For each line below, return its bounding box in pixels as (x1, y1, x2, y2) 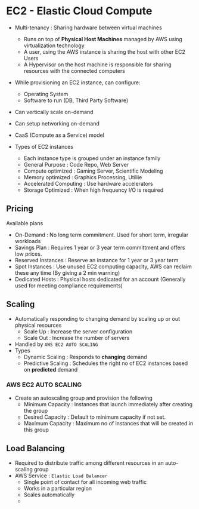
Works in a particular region (23, 485, 92, 492)
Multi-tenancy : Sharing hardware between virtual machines (14, 24, 162, 31)
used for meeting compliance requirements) (14, 282, 123, 289)
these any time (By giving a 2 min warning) (14, 269, 120, 276)
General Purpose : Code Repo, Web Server (23, 161, 129, 168)
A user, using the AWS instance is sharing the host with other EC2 (23, 48, 186, 55)
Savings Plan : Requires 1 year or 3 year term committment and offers (14, 244, 185, 251)
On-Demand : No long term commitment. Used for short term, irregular (14, 231, 189, 238)
